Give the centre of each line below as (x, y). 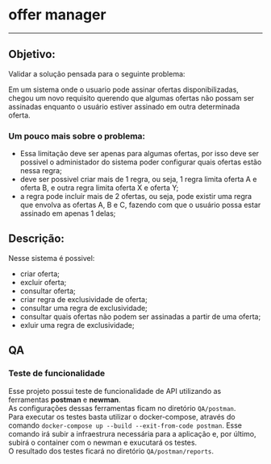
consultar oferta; (48, 291)
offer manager (57, 15)
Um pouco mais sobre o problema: (77, 136)
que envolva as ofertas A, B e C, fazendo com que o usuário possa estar (140, 205)
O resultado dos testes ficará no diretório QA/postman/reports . (111, 451)
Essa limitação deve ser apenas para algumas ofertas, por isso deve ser (140, 154)
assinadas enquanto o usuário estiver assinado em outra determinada (124, 106)
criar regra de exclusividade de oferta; (83, 299)
